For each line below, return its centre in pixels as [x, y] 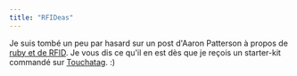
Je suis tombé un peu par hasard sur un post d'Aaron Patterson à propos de [148, 43]
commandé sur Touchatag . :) [62, 62]
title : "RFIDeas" [41, 17]
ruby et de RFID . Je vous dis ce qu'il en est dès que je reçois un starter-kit [145, 52]
